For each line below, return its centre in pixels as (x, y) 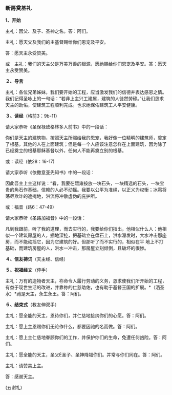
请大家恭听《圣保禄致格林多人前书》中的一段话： (57, 127)
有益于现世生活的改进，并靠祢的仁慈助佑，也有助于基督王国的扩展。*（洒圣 (85, 287)
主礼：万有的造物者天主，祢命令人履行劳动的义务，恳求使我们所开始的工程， (86, 281)
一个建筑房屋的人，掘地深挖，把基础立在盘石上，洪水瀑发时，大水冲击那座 (88, 235)
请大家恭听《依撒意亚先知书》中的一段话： (50, 173)
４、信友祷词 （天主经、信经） (37, 259)
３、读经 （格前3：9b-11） (33, 116)
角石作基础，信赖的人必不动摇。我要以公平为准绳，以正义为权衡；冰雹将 (90, 190)
